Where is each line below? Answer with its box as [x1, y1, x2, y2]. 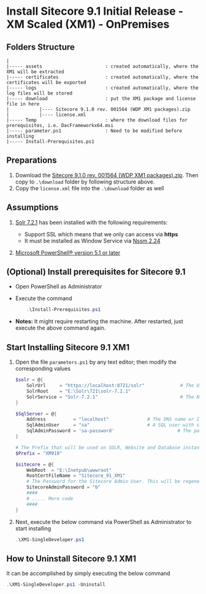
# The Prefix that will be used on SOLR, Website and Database [15, 444, 181, 450]
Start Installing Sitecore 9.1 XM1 [6, 342, 130, 352]
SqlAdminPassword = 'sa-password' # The [26, 428, 192, 434]
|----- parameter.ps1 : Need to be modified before [6, 128, 183, 134]
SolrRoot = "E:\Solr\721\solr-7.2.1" [26, 388, 131, 394]
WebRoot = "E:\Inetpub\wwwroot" [26, 467, 112, 473]
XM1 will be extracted [6, 69, 64, 75]
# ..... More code [26, 495, 74, 501]
